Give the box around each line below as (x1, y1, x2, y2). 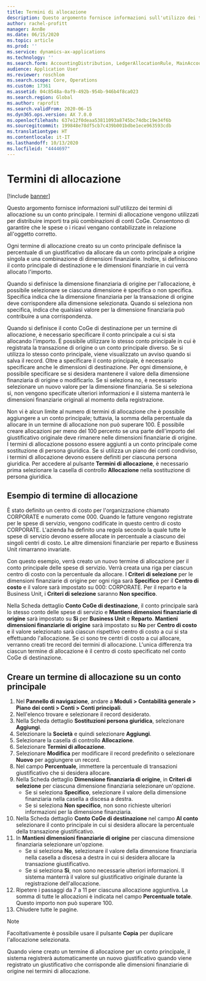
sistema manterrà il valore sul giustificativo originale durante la (24, 873, 183, 881)
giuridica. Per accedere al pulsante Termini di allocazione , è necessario (7, 460, 189, 467)
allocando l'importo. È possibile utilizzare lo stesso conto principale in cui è (7, 337, 196, 345)
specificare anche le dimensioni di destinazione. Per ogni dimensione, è (7, 363, 188, 370)
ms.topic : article (7, 37, 54, 43)
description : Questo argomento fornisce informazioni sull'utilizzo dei (7, 15, 196, 21)
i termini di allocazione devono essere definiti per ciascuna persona (7, 453, 177, 460)
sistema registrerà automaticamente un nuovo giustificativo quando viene (7, 955, 192, 962)
